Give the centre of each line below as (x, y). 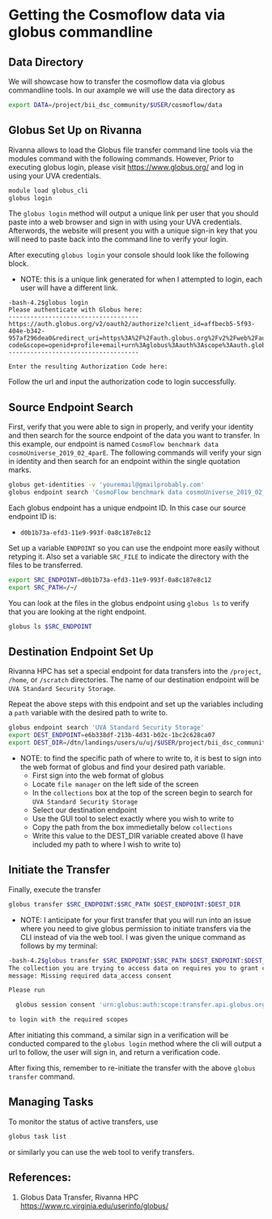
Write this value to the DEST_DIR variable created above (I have (138, 836)
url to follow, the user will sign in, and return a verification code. (115, 1052)
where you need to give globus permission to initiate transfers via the (135, 928)
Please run (27, 990)
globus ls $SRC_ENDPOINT (50, 626)
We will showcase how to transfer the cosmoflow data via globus (117, 82)
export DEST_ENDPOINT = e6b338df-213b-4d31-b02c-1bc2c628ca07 (112, 736)
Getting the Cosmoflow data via (117, 15)
